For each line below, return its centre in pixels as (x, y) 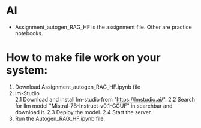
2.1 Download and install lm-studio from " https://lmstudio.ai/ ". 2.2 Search (105, 99)
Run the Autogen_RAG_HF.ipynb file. (60, 118)
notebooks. (29, 33)
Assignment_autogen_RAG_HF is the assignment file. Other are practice (103, 27)
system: (27, 70)
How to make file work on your (83, 58)
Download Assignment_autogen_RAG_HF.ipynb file (78, 87)
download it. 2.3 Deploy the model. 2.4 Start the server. (83, 112)
